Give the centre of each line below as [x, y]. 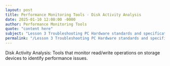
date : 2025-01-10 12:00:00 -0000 [40, 19]
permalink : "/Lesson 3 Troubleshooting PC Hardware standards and [77, 39]
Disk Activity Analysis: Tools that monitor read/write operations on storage [83, 53]
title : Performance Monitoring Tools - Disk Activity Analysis [73, 15]
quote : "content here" [29, 29]
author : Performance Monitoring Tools [46, 24]
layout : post [19, 10]
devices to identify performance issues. [47, 58]
